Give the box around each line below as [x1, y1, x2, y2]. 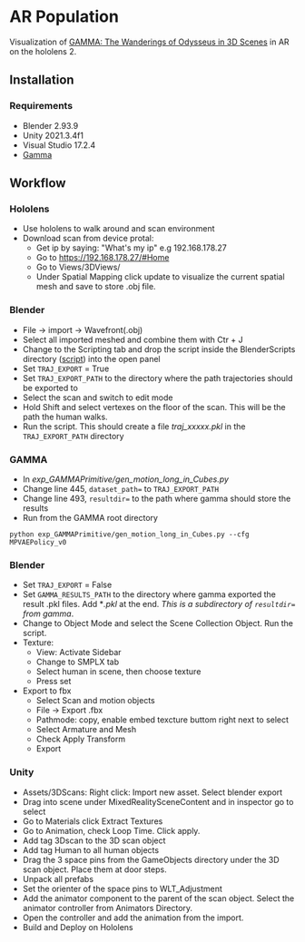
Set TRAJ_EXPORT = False [22, 579, 113, 591]
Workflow [9, 175, 66, 191]
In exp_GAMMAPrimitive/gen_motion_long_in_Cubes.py [22, 474, 230, 485]
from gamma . [22, 608, 74, 619]
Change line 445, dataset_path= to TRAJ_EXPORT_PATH [22, 483, 220, 494]
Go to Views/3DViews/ [35, 261, 121, 273]
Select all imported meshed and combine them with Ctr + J [22, 334, 243, 345]
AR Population [9, 6, 120, 27]
